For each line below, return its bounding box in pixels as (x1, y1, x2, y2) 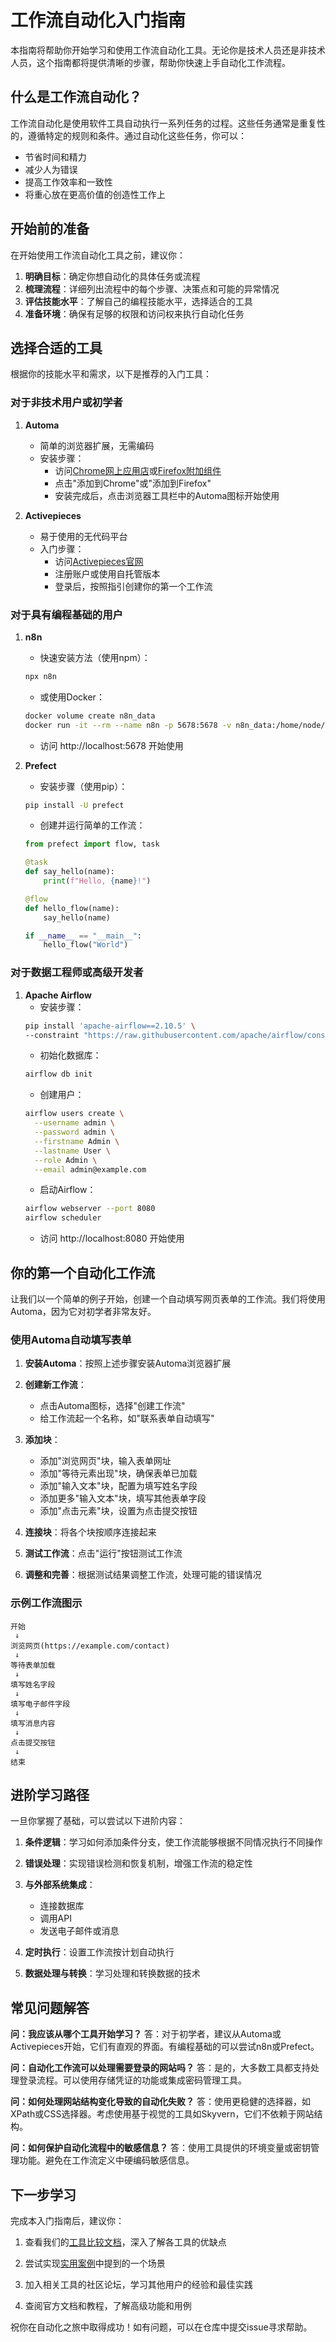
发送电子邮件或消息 (39, 1925, 120, 1937)
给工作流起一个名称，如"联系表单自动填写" (39, 1412, 215, 1425)
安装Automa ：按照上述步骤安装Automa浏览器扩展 (24, 1357, 232, 1370)
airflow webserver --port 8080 (24, 1204, 156, 1214)
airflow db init (24, 1069, 93, 1080)
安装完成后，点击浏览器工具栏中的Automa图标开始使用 (54, 489, 280, 501)
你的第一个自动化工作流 (10, 1264, 155, 1281)
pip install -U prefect (24, 800, 125, 810)
